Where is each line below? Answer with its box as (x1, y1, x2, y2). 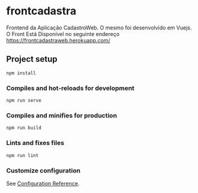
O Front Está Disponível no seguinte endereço (6, 30, 120, 37)
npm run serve (6, 98, 42, 104)
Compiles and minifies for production (6, 111, 117, 119)
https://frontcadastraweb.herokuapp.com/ (6, 37, 110, 44)
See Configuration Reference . (6, 180, 80, 187)
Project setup (6, 54, 58, 64)
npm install (6, 70, 36, 76)
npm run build (6, 125, 42, 131)
